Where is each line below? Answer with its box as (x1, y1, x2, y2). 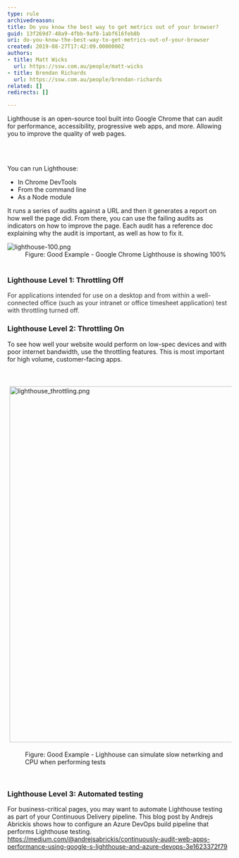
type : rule (7, 10, 39, 18)
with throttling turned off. (7, 306, 80, 314)
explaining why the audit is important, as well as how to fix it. (7, 229, 184, 238)
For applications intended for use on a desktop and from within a (7, 291, 195, 300)
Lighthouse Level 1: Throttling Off (7, 276, 124, 286)
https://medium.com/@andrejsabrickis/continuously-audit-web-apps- (7, 835, 210, 843)
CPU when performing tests (25, 757, 106, 766)
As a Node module (17, 193, 72, 202)
